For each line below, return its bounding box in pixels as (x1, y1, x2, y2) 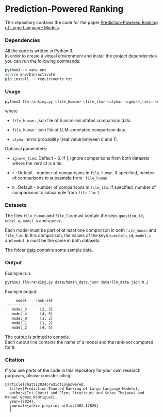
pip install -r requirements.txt (5, 76, 73, 81)
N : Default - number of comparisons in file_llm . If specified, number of (12, 184, 156, 190)
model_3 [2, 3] (11, 307, 53, 312)
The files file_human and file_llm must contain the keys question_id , (5, 213, 144, 218)
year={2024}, (9, 399, 36, 404)
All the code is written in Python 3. (5, 48, 74, 54)
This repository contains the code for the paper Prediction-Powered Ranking (5, 19, 158, 25)
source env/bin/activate (5, 72, 55, 77)
